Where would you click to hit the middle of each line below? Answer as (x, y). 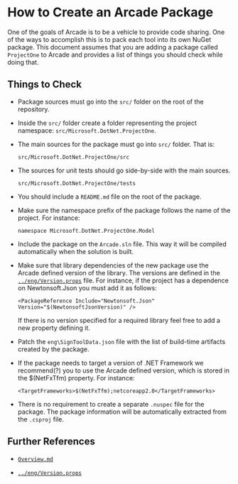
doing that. (23, 62)
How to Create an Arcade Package (110, 12)
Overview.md (35, 459)
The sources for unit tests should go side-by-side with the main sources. (124, 170)
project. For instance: (49, 218)
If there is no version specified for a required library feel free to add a (119, 320)
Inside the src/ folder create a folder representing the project (107, 123)
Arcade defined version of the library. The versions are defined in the (119, 273)
